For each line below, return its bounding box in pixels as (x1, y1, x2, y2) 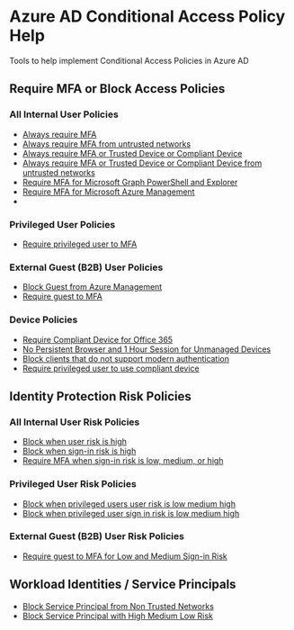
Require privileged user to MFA (22, 238, 138, 249)
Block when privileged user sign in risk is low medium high (22, 508, 240, 518)
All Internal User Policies (9, 108, 119, 121)
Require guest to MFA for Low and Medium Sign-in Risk (22, 551, 227, 562)
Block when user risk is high (22, 436, 128, 447)
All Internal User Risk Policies (9, 416, 140, 428)
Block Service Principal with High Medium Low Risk (22, 610, 214, 621)
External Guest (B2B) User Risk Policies (9, 530, 184, 543)
